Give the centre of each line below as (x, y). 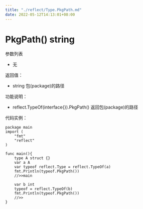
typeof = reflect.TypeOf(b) (43, 189)
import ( (14, 132)
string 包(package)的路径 (38, 86)
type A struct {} (32, 158)
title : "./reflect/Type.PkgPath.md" (43, 10)
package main (19, 128)
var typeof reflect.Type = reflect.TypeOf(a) (63, 167)
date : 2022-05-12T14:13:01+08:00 (40, 15)
